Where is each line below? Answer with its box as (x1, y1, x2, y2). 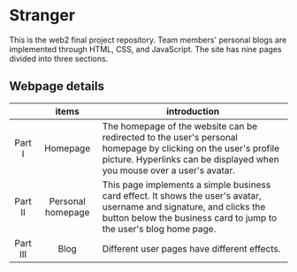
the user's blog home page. (102, 223, 217, 235)
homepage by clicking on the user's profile (102, 142, 280, 155)
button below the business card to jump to (102, 211, 278, 223)
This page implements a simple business (102, 178, 271, 191)
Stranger (9, 5, 76, 26)
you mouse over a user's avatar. (102, 164, 236, 177)
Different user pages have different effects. (102, 242, 281, 254)
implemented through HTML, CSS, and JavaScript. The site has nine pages (9, 43, 282, 54)
